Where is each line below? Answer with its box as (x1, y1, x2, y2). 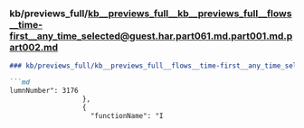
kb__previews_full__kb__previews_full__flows (87, 7, 292, 20)
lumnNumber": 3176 (9, 87, 79, 96)
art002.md (9, 41, 59, 53)
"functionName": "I (90, 111, 165, 120)
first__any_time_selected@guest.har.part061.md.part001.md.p (9, 30, 293, 42)
